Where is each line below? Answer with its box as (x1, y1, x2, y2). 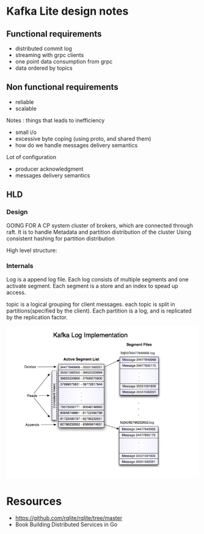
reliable (15, 98, 34, 105)
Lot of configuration (6, 153, 57, 160)
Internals (6, 262, 34, 270)
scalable (15, 105, 37, 112)
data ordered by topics (15, 64, 73, 72)
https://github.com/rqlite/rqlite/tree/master (15, 514, 123, 522)
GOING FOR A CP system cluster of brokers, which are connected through (6, 221, 194, 229)
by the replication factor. (6, 313, 68, 321)
